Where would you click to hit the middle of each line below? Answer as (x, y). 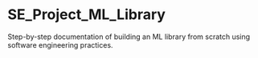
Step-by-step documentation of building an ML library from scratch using (129, 37)
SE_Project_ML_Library (87, 15)
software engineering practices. (60, 44)
